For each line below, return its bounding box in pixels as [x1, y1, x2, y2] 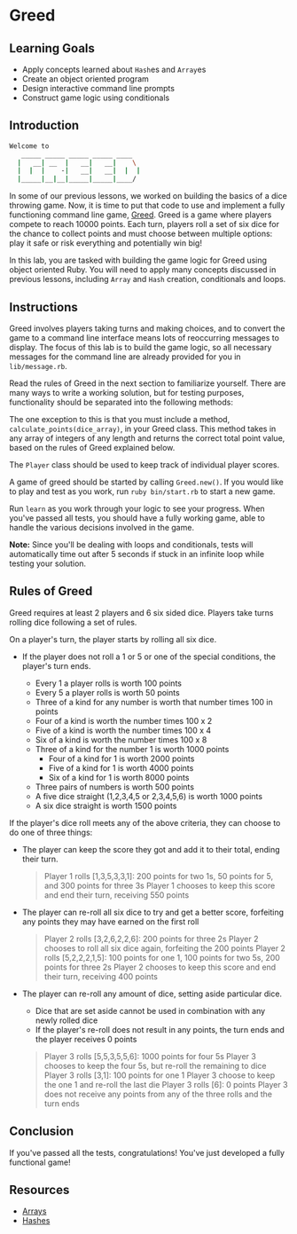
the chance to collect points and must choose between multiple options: [9, 228, 273, 240]
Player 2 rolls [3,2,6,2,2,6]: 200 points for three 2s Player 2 [43, 933, 259, 944]
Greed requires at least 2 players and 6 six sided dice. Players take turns [9, 607, 274, 617]
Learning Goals [9, 41, 96, 56]
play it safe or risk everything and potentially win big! [9, 238, 202, 248]
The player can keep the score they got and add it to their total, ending [21, 844, 280, 854]
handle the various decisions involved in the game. [9, 523, 195, 532]
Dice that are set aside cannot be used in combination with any [35, 1005, 266, 1016]
